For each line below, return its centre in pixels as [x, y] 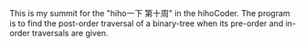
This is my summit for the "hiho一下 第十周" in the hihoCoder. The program [150, 13]
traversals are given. [70, 33]
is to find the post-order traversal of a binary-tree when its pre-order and [147, 23]
